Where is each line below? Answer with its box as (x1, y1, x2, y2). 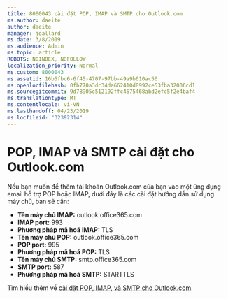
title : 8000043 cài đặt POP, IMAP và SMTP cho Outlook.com (7, 10, 183, 17)
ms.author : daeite (7, 17, 61, 24)
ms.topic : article (7, 50, 61, 57)
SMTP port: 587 (17, 263, 64, 271)
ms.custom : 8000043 (7, 68, 64, 75)
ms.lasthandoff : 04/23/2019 (7, 108, 90, 115)
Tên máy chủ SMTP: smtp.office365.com (17, 255, 137, 263)
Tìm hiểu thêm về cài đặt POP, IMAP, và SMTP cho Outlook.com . (7, 284, 194, 292)
